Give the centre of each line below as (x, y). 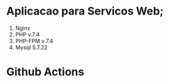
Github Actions (45, 72)
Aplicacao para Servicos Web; (85, 11)
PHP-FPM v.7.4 (34, 41)
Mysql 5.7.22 (31, 47)
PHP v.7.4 (27, 34)
